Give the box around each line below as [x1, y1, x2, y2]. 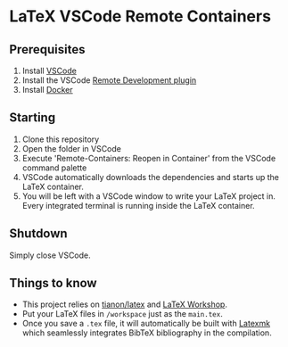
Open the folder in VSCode [21, 143, 122, 153]
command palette [21, 162, 87, 173]
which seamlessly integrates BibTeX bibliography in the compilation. [21, 327, 272, 338]
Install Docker [21, 85, 73, 95]
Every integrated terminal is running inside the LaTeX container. [21, 200, 256, 211]
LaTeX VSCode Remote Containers [9, 6, 272, 27]
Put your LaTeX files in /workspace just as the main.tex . [21, 309, 223, 319]
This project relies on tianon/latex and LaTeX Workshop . [21, 299, 227, 310]
